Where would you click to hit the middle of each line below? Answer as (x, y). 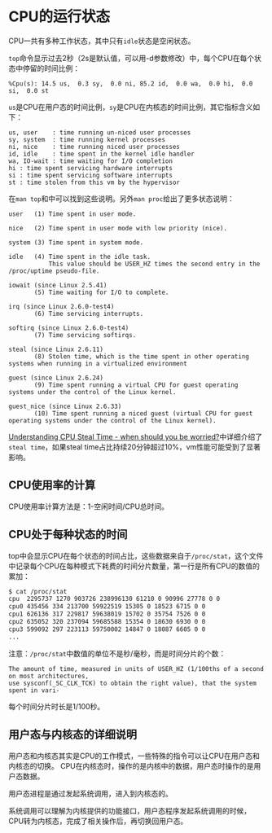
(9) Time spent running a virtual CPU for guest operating (136, 385)
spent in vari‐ (34, 690)
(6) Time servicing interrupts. (89, 313)
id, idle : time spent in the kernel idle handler (102, 154)
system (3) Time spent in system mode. (76, 242)
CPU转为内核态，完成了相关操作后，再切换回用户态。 (98, 821)
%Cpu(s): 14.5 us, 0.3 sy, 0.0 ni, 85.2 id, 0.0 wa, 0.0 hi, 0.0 (131, 83)
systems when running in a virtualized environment (98, 363)
